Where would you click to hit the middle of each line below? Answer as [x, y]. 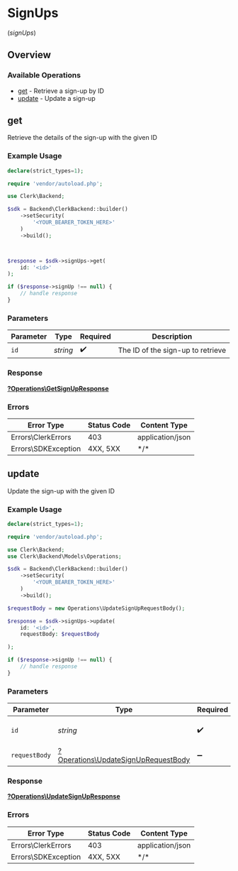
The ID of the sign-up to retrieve [172, 350]
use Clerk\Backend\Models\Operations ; [64, 556]
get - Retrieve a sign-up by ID [61, 91]
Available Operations [44, 75]
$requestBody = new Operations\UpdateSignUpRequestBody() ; [96, 608]
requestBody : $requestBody [60, 634]
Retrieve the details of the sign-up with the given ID [82, 138]
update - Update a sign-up [56, 98]
